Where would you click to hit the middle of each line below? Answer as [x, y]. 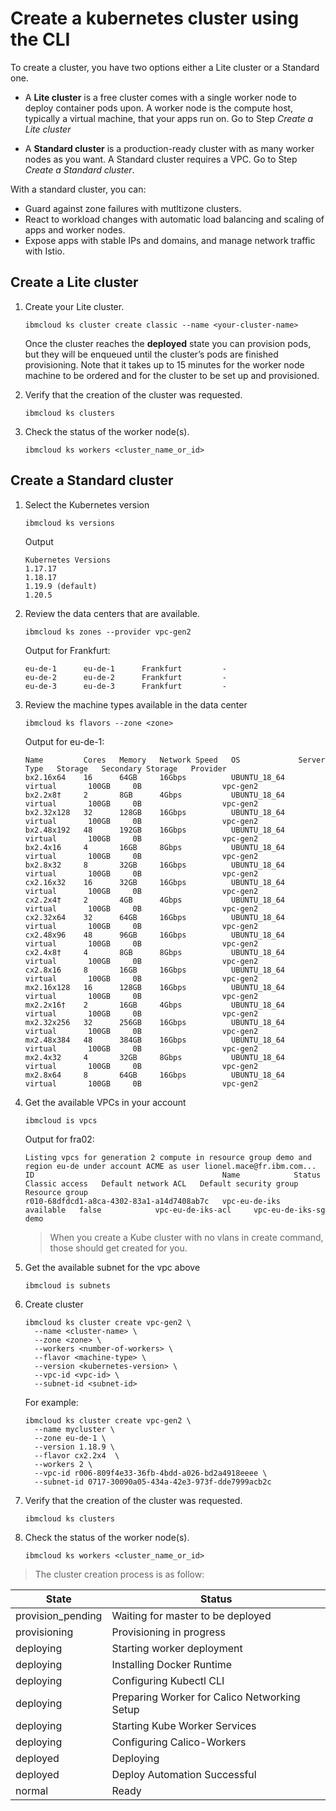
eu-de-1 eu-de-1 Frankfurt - [125, 668]
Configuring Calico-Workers [179, 1742]
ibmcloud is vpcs [61, 1120]
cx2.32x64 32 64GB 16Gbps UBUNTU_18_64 [155, 917]
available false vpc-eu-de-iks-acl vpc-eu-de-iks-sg [175, 1210]
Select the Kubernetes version [87, 504]
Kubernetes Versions [67, 560]
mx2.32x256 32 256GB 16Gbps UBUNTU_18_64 [155, 1022]
